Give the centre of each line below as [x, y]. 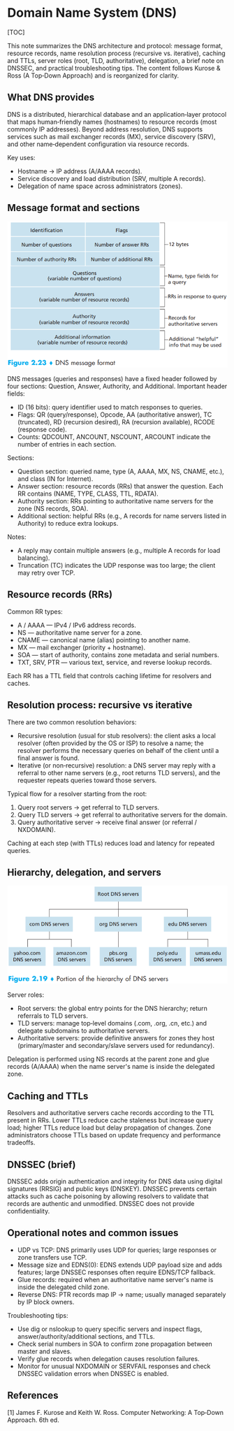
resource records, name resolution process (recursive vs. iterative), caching [116, 53]
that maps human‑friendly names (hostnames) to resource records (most [112, 122]
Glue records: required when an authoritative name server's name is [115, 1279]
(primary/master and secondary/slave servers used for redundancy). [116, 1046]
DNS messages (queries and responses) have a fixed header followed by [112, 379]
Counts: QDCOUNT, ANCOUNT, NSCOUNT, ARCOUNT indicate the [114, 437]
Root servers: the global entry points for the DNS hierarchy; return [112, 1009]
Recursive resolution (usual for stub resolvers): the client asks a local [117, 735]
